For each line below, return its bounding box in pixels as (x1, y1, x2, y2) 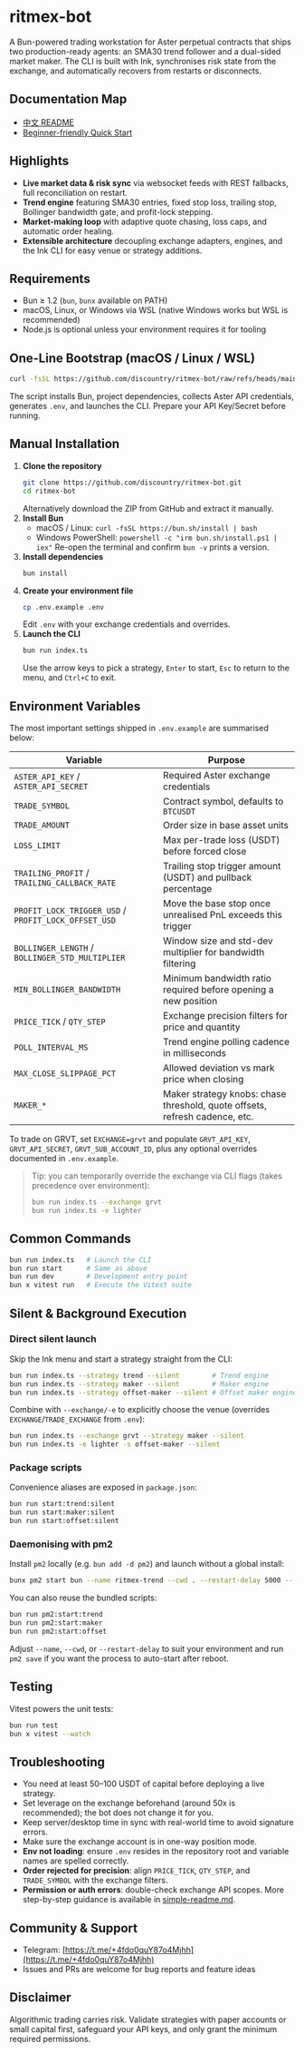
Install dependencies (22, 551, 104, 562)
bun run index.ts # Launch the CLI (9, 1255, 152, 1265)
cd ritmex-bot (22, 486, 76, 495)
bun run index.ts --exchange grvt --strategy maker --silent (9, 1432, 245, 1441)
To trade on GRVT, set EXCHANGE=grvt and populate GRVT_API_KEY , (9, 1134, 251, 1145)
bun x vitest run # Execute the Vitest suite (9, 1281, 193, 1290)
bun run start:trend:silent (9, 1500, 116, 1509)
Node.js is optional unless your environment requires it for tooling (22, 324, 267, 335)
